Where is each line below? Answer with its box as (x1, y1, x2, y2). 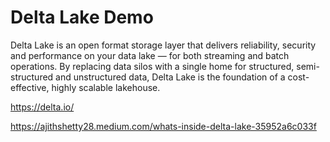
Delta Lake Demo (10, 6, 154, 29)
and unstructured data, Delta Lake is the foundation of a (55, 71, 286, 83)
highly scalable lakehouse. (51, 81, 161, 93)
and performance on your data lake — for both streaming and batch (10, 49, 290, 61)
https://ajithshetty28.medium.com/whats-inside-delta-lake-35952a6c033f (10, 120, 317, 132)
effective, (10, 81, 50, 93)
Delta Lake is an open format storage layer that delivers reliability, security (10, 39, 317, 51)
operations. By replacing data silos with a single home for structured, (10, 60, 295, 72)
